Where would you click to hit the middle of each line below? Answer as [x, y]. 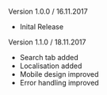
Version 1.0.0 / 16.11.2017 [48, 11]
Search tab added [49, 57]
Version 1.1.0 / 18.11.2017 [47, 42]
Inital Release [42, 27]
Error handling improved [59, 83]
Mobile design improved [59, 74]
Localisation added [51, 66]
